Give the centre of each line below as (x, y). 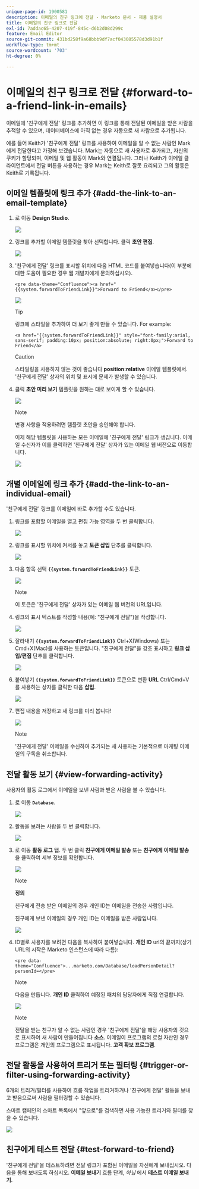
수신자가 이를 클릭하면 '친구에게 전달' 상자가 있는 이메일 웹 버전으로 (99, 445)
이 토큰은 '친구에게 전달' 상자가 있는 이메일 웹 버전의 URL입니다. (89, 605)
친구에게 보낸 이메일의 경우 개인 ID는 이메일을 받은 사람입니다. (86, 918)
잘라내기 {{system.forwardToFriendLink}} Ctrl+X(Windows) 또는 (92, 641)
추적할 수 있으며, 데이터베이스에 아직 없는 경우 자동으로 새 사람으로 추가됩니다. (97, 130)
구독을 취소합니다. (47, 754)
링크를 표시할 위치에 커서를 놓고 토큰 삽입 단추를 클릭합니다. (83, 545)
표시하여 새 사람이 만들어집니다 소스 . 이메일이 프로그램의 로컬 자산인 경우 (105, 1037)
